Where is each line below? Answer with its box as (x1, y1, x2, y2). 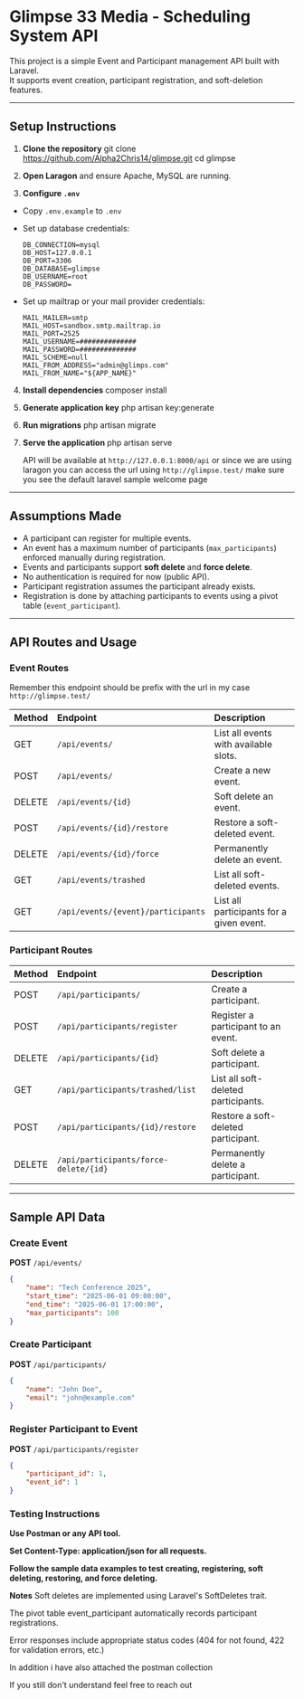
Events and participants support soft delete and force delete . (22, 561, 252, 572)
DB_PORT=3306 (22, 256, 72, 265)
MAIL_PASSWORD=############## (22, 345, 138, 354)
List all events (214, 726, 273, 739)
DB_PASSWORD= (22, 280, 72, 289)
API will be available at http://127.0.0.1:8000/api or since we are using (22, 454, 292, 465)
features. (9, 84, 43, 95)
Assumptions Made (9, 508, 122, 524)
